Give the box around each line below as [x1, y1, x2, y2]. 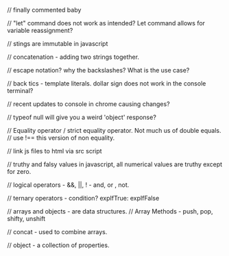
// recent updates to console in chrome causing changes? [7, 100, 170, 108]
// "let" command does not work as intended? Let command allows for [7, 19, 206, 27]
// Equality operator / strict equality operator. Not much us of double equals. [7, 127, 221, 134]
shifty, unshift [7, 215, 46, 222]
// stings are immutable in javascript [7, 40, 108, 47]
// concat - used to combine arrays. [7, 228, 108, 235]
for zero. [7, 168, 32, 175]
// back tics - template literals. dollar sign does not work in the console [7, 79, 206, 88]
